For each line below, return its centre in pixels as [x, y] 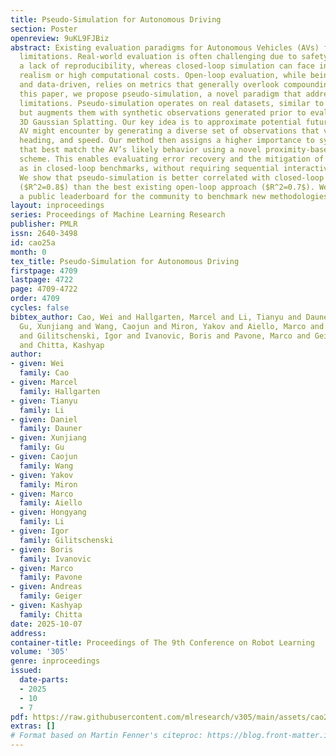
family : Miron [48, 484]
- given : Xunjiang [48, 438]
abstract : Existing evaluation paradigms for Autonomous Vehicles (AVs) [165, 47]
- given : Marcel [44, 382]
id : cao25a [33, 242]
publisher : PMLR [44, 224]
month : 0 [28, 252]
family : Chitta [51, 614]
